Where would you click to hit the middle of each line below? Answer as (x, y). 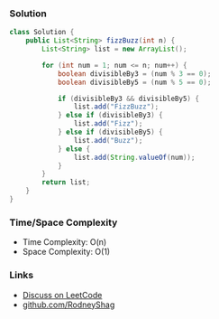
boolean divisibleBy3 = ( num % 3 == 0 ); (134, 74)
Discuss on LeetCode (62, 295)
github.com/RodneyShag (68, 305)
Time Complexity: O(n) (64, 242)
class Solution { (42, 33)
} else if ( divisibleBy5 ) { (110, 132)
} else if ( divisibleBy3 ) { (110, 116)
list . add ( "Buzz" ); (108, 140)
